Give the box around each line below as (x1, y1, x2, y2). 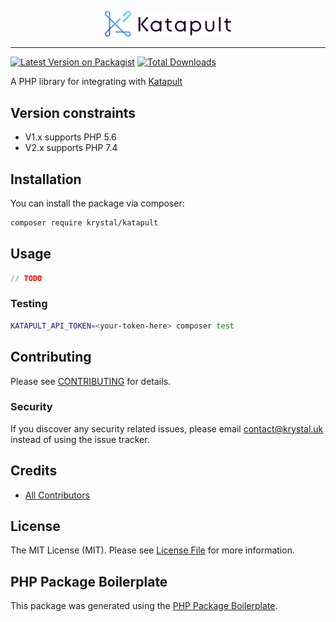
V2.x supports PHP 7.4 (24, 142, 118, 154)
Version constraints (10, 104, 137, 121)
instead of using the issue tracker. (10, 433, 150, 445)
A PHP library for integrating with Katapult (10, 76, 183, 88)
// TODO (10, 273, 43, 283)
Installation (10, 171, 82, 188)
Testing (10, 297, 48, 311)
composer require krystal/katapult (10, 217, 159, 228)
